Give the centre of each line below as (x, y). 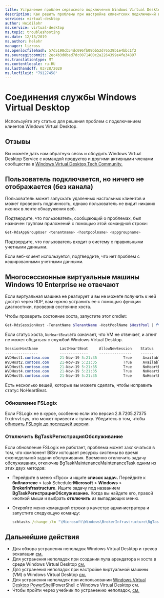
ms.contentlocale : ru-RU (30, 64)
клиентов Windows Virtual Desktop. (41, 126)
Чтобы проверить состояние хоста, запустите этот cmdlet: (66, 316)
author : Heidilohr (24, 23)
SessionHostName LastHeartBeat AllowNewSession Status (79, 349)
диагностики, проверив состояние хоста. (48, 307)
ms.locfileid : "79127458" (31, 73)
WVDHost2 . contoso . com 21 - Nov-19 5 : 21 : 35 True (69, 362)
